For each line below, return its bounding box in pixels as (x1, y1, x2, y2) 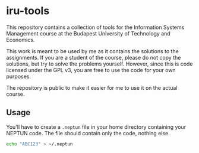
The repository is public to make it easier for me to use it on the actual (6, 84, 178, 91)
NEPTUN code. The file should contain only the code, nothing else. (6, 129, 170, 136)
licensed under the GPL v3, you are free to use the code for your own (6, 66, 176, 73)
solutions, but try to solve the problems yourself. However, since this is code (6, 60, 193, 67)
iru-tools (6, 4, 50, 18)
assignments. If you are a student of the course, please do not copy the (6, 54, 181, 61)
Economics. (6, 36, 35, 43)
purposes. (6, 73, 31, 80)
